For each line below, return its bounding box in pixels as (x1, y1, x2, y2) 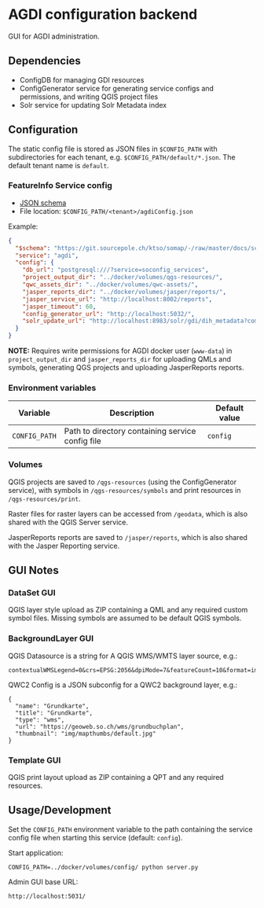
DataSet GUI (8, 587, 57, 598)
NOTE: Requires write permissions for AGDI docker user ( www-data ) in (8, 346, 233, 355)
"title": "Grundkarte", (15, 709, 93, 717)
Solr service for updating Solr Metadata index (19, 100, 167, 109)
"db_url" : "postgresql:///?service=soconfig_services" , (22, 266, 210, 274)
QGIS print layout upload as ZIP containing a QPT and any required (8, 772, 224, 781)
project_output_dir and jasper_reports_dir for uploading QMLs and (8, 355, 232, 364)
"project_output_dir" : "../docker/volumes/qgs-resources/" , (22, 274, 223, 281)
